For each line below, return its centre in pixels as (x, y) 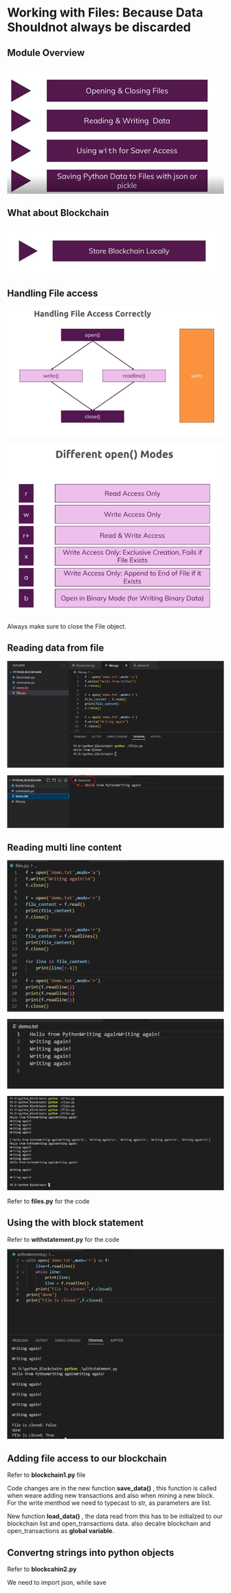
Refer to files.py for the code (48, 1201)
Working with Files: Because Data (105, 13)
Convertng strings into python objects (91, 1553)
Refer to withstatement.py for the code (63, 1239)
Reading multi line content (65, 847)
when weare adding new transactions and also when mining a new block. (111, 1496)
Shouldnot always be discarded (99, 27)
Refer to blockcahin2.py (42, 1569)
